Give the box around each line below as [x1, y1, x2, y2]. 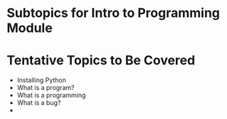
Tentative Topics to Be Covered [6, 52, 196, 69]
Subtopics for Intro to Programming [6, 5, 221, 21]
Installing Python [16, 76, 67, 84]
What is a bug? [16, 98, 61, 107]
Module [6, 20, 53, 36]
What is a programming [16, 91, 86, 100]
